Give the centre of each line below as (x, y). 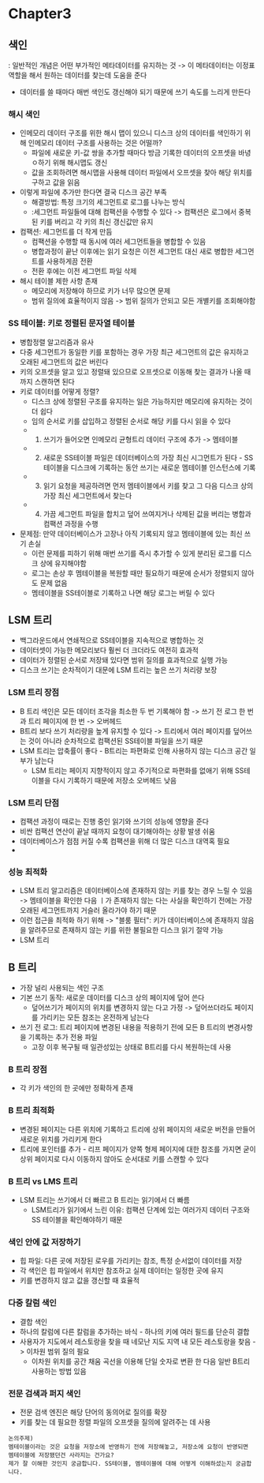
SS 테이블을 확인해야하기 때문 (77, 1220)
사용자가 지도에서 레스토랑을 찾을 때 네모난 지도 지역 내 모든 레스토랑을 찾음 (135, 1341)
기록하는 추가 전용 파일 (63, 1037)
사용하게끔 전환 (69, 261)
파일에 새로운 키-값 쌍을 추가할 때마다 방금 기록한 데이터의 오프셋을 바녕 (141, 153)
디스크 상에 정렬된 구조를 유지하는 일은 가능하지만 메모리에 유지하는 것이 (142, 401)
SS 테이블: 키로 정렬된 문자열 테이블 (72, 323)
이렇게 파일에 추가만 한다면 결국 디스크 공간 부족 (93, 192)
